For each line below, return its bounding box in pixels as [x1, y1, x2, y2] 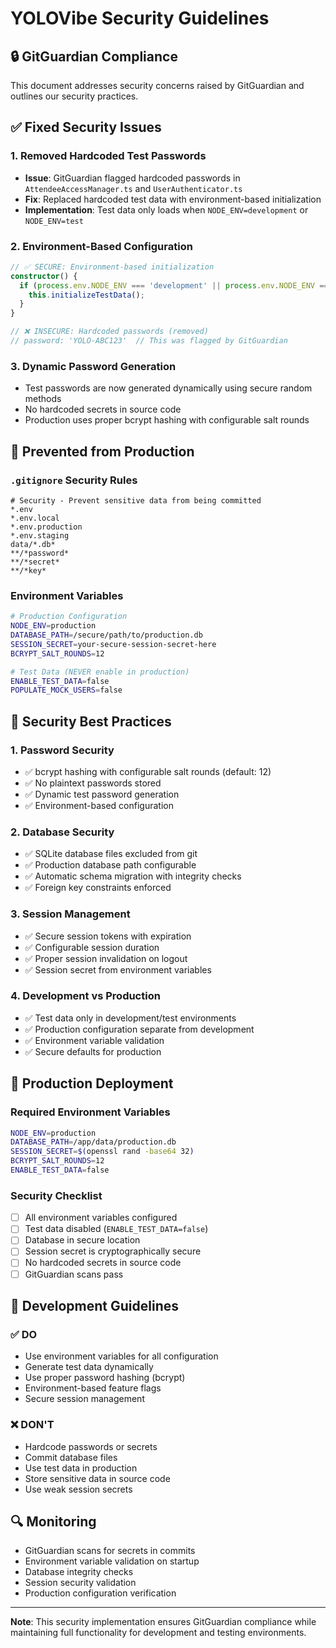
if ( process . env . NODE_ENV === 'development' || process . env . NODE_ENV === [19, 280, 333, 291]
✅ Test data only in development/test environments [24, 1012, 237, 1024]
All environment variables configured [24, 1212, 178, 1224]
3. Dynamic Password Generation [10, 359, 177, 373]
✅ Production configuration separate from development [24, 1023, 255, 1035]
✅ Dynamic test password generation [24, 788, 180, 800]
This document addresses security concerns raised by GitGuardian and [10, 80, 305, 91]
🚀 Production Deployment [10, 1075, 174, 1092]
